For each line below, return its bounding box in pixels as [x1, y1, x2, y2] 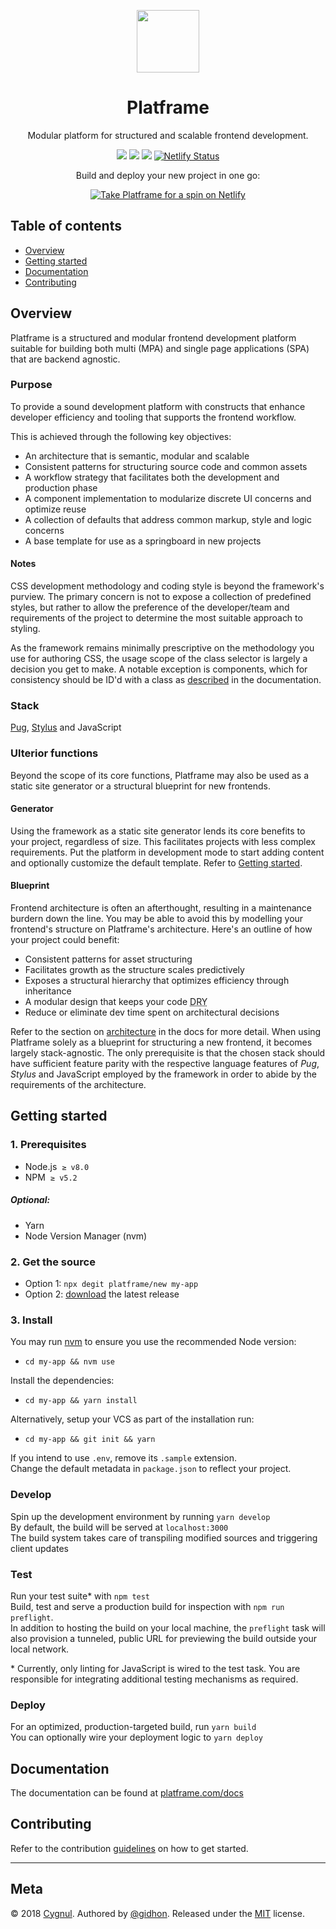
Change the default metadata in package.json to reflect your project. [10, 1463, 292, 1475]
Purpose [10, 378, 53, 392]
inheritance [24, 985, 72, 997]
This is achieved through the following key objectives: [10, 430, 232, 442]
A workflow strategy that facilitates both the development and [24, 471, 280, 483]
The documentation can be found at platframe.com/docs [10, 1787, 244, 1799]
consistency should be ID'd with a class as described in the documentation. [10, 674, 322, 686]
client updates [10, 1542, 70, 1554]
